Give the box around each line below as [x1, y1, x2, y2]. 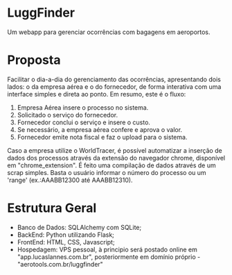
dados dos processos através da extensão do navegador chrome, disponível [7, 153, 226, 162]
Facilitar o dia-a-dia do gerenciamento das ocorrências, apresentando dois [7, 75, 222, 83]
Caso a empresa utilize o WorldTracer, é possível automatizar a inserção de [7, 146, 223, 154]
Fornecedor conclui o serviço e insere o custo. [17, 118, 151, 126]
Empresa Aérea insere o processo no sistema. [17, 103, 149, 112]
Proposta [7, 52, 61, 68]
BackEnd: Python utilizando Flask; [17, 231, 114, 239]
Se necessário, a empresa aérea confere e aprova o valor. [17, 125, 182, 133]
